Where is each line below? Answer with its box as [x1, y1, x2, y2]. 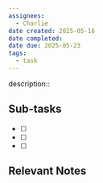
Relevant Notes [8, 164, 87, 178]
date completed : [8, 34, 63, 43]
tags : [8, 49, 27, 57]
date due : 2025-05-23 [8, 42, 81, 50]
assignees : [8, 11, 45, 20]
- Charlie [15, 19, 48, 27]
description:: [8, 78, 51, 89]
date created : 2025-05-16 [8, 27, 95, 35]
